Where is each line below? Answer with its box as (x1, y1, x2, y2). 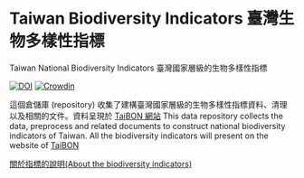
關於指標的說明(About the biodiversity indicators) (9, 158, 193, 169)
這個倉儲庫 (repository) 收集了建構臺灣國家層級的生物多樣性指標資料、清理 (9, 98, 288, 109)
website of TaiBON (9, 139, 80, 150)
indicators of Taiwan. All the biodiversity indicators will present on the (9, 130, 269, 141)
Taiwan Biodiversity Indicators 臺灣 (9, 8, 279, 29)
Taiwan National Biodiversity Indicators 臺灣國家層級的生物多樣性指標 (9, 62, 268, 73)
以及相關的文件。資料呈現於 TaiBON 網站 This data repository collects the (9, 110, 283, 121)
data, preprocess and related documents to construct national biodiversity (9, 120, 286, 131)
